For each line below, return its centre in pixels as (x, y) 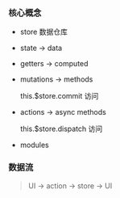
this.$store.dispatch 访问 (61, 129)
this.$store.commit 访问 (59, 96)
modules (35, 145)
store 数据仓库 (44, 32)
